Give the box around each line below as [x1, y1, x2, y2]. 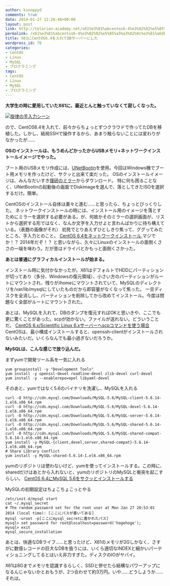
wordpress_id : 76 [5, 41, 42, 46]
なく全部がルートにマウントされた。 [9, 298, 85, 305]
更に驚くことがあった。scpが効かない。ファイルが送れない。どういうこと [5, 316, 159, 322]
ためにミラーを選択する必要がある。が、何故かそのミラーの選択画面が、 [5, 213, 156, 220]
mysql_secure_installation [5, 529, 62, 534]
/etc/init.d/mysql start [5, 496, 58, 501]
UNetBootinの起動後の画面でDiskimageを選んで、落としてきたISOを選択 [14, 183, 164, 190]
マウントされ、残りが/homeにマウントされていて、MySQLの [14, 280, 140, 286]
